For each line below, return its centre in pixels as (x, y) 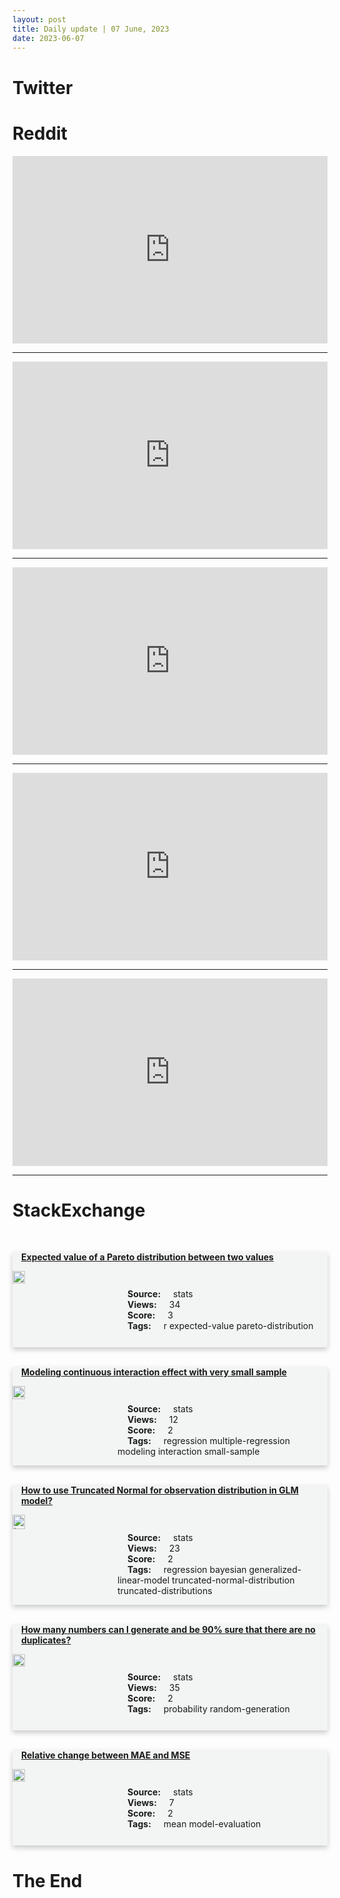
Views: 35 (153, 1688)
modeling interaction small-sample (188, 1452)
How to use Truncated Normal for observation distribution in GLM (160, 1490)
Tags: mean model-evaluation (194, 1824)
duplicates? (46, 1640)
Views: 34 (154, 1305)
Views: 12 (153, 1420)
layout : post (39, 19)
